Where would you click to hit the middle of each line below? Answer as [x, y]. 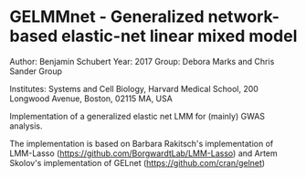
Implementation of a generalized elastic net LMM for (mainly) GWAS [137, 116]
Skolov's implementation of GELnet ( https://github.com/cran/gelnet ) [137, 162]
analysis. [26, 126]
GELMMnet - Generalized [107, 17]
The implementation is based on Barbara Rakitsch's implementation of [142, 143]
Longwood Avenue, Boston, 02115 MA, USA [91, 99]
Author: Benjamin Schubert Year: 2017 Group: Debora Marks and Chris [142, 61]
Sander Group [36, 71]
